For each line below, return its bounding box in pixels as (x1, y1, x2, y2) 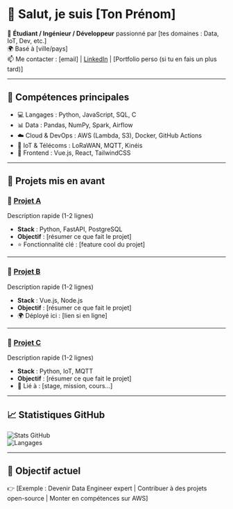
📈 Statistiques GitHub (7, 409, 105, 421)
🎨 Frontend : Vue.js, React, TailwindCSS (17, 149, 131, 157)
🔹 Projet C (7, 337, 42, 347)
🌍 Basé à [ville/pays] (7, 44, 68, 53)
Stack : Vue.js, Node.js (17, 296, 83, 304)
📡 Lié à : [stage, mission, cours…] (17, 382, 113, 390)
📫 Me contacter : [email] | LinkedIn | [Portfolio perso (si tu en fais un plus (7, 55, 217, 63)
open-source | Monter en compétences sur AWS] (7, 494, 148, 502)
